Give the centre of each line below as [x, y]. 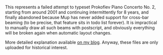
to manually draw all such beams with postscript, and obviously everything [80, 28]
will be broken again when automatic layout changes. [58, 33]
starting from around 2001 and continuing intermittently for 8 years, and [77, 12]
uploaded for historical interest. [36, 47]
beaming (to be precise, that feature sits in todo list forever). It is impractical [81, 22]
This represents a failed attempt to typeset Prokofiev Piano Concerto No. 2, [81, 7]
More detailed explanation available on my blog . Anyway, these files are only [82, 42]
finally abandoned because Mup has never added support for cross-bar [77, 17]
